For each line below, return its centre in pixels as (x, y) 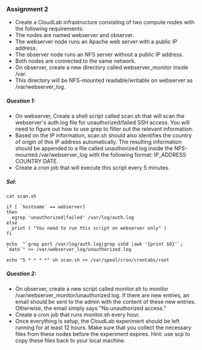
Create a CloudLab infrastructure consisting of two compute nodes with (105, 22)
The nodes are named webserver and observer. (75, 35)
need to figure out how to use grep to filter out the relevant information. (104, 129)
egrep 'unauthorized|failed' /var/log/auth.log (73, 218)
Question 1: (21, 101)
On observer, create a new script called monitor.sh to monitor (92, 289)
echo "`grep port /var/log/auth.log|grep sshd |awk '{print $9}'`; (95, 244)
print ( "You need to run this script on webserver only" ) (89, 228)
